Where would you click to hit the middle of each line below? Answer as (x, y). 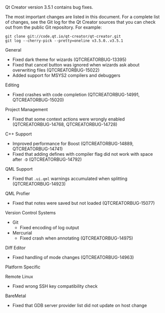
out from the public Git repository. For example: (54, 27)
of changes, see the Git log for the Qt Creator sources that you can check (80, 22)
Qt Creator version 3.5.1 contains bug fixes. (49, 7)
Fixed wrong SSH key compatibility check (55, 286)
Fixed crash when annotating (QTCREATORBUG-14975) (76, 238)
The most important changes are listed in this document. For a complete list (82, 17)
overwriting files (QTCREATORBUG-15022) (56, 70)
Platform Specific (23, 267)
